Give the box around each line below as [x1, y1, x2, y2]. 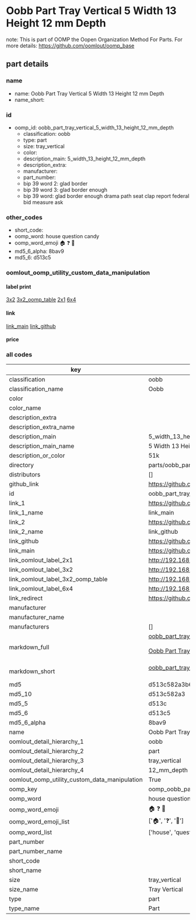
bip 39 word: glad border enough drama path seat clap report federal [23, 192, 190, 200]
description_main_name [9, 442, 75, 450]
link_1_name [9, 509, 44, 517]
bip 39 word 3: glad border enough [23, 186, 108, 193]
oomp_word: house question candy [14, 233, 100, 240]
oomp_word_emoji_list [9, 818, 70, 826]
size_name [9, 885, 38, 894]
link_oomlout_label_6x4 [9, 585, 73, 593]
